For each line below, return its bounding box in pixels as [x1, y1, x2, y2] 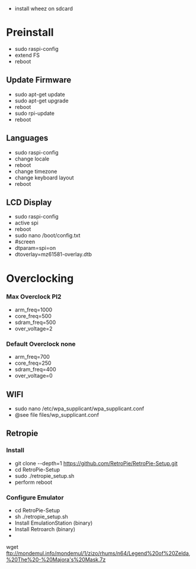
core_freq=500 [14, 312, 52, 319]
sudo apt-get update [14, 91, 65, 98]
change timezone [14, 168, 57, 175]
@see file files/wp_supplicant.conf [14, 411, 99, 418]
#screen [14, 238, 36, 245]
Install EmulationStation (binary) [14, 519, 93, 526]
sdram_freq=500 [14, 319, 56, 326]
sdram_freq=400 [14, 366, 56, 373]
